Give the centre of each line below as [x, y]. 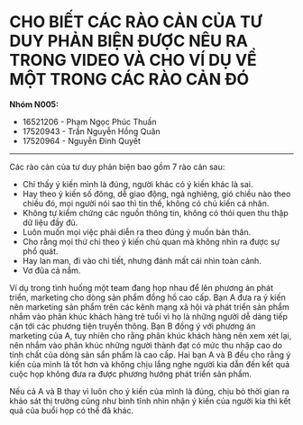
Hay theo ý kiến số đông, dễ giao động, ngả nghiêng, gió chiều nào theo [156, 194]
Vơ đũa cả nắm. [51, 270]
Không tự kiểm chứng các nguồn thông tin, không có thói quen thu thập [155, 212]
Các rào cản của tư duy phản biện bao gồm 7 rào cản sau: [117, 167]
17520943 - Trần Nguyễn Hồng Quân [91, 131]
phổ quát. [40, 251]
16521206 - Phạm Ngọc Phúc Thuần [89, 122]
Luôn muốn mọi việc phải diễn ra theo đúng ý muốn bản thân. [137, 231]
